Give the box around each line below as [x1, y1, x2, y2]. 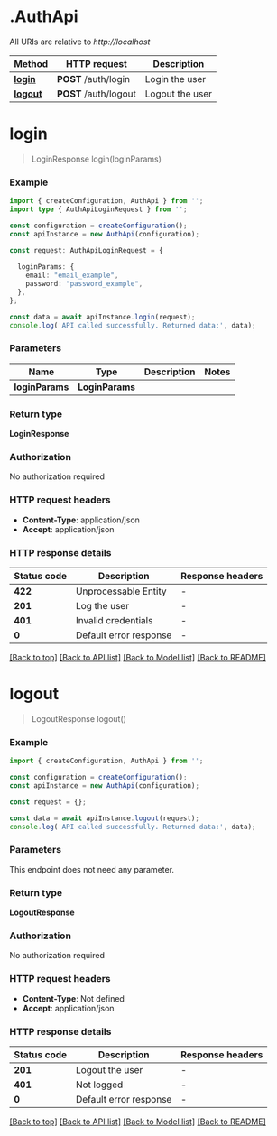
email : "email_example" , [25, 271, 119, 281]
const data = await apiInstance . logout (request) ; [9, 814, 200, 823]
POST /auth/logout [57, 88, 137, 100]
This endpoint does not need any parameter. [9, 864, 174, 874]
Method [14, 57, 49, 69]
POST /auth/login [57, 72, 131, 85]
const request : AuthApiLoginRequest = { [9, 245, 164, 254]
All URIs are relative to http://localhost [9, 36, 151, 47]
